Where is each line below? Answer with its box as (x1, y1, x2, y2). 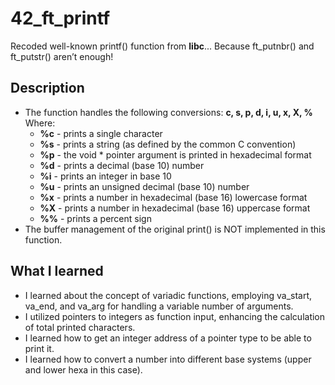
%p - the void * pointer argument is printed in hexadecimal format (39, 148, 312, 161)
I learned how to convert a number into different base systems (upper (24, 353, 312, 365)
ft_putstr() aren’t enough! (10, 50, 114, 62)
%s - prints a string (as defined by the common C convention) (39, 138, 297, 150)
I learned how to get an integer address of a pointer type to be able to (24, 332, 312, 344)
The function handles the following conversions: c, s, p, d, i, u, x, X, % (24, 106, 313, 118)
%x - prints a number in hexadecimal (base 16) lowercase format (39, 191, 308, 203)
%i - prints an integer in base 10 (39, 170, 172, 182)
